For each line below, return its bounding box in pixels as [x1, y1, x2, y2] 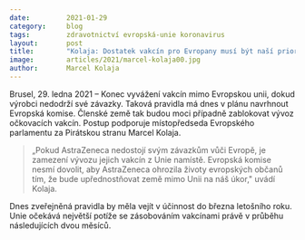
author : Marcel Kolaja [9, 64, 120, 73]
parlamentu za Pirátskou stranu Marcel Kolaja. [9, 127, 182, 138]
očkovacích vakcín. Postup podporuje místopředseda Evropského [9, 117, 255, 128]
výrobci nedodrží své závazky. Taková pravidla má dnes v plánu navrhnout [9, 98, 289, 109]
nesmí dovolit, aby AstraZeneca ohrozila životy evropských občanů [31, 164, 283, 175]
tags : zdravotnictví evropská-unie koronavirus [9, 30, 225, 39]
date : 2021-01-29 [9, 13, 107, 23]
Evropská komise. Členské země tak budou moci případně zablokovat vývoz [9, 108, 294, 119]
